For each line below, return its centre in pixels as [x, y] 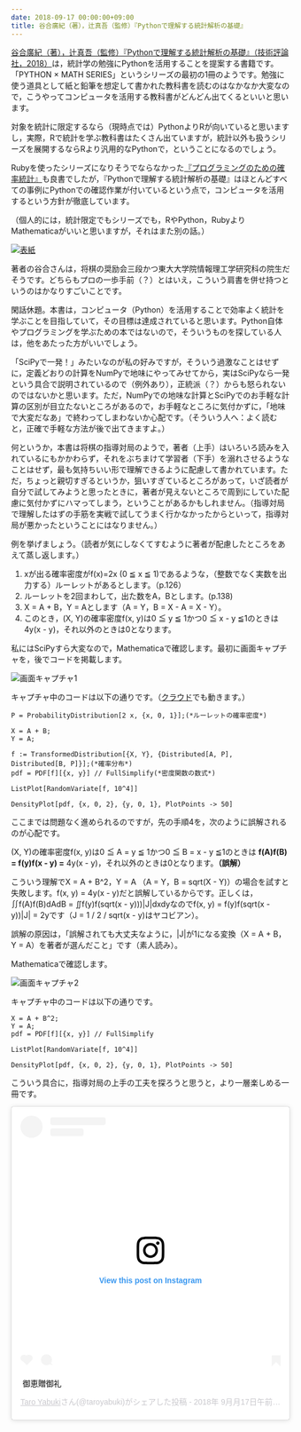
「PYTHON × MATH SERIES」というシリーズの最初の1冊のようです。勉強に [148, 74]
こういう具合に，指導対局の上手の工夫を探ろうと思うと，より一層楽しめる [147, 1082]
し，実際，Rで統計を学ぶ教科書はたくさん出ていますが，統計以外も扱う [141, 138]
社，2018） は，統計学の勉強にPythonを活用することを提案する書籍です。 [145, 63]
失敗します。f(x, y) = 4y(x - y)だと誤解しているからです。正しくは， [135, 892]
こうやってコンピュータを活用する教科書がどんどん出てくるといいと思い [158, 96]
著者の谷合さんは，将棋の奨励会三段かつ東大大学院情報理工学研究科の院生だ [150, 268]
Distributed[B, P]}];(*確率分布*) [72, 763]
